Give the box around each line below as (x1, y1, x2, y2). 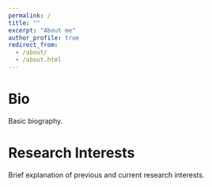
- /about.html (15, 56, 62, 64)
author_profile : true (8, 33, 80, 42)
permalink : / (8, 11, 51, 20)
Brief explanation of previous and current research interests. (8, 170, 205, 179)
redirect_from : (8, 41, 59, 49)
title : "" (8, 19, 41, 27)
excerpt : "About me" (8, 26, 77, 34)
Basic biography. (8, 116, 63, 125)
